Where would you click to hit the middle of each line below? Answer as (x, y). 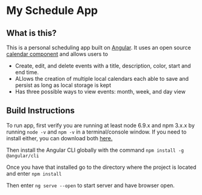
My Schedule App (52, 11)
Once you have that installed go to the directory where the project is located (101, 167)
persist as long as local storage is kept (63, 85)
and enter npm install (34, 173)
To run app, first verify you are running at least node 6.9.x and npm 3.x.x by (101, 125)
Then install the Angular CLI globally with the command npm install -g (95, 150)
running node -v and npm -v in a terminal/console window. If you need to (96, 132)
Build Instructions (41, 111)
